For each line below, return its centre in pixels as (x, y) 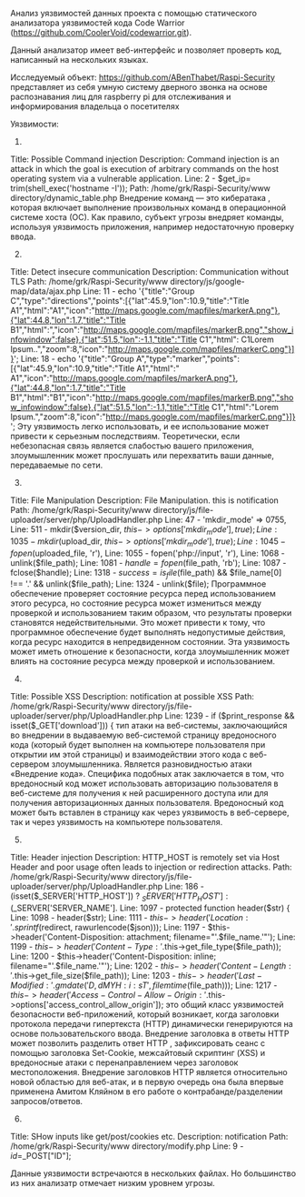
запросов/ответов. (47, 1101)
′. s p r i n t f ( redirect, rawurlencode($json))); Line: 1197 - (108, 928)
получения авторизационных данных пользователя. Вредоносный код (147, 803)
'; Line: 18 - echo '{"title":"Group (74, 359)
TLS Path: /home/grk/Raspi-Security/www (89, 282)
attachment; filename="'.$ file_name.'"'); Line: (211, 937)
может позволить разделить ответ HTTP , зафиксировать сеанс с (138, 1043)
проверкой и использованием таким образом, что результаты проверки (151, 613)
